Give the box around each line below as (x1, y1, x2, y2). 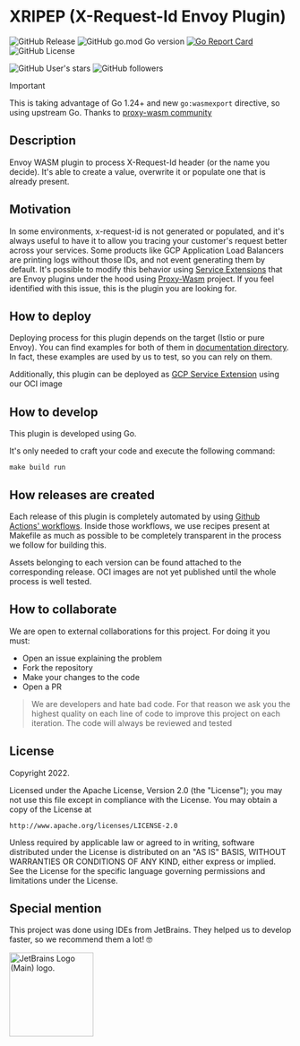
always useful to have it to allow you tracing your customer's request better (9, 235, 288, 246)
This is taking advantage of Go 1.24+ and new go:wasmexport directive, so (9, 97, 280, 108)
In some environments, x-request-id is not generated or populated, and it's (9, 226, 285, 237)
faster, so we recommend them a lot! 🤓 (9, 934, 153, 945)
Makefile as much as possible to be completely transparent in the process (9, 531, 282, 540)
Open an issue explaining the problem (21, 653, 163, 663)
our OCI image (9, 378, 63, 389)
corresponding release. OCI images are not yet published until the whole (9, 566, 277, 577)
